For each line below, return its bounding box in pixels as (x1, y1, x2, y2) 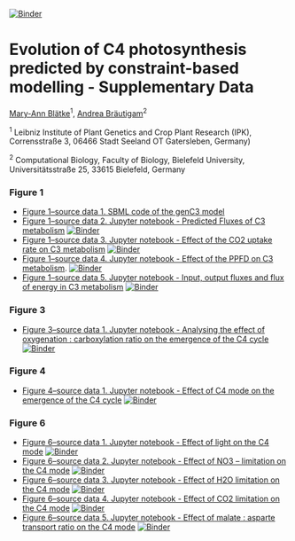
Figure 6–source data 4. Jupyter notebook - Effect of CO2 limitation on (21, 493, 281, 505)
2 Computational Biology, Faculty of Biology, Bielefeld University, (9, 153, 245, 165)
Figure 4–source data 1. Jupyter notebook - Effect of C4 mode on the (21, 385, 275, 396)
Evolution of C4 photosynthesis (9, 40, 247, 59)
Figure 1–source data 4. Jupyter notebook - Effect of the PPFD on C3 (21, 254, 274, 264)
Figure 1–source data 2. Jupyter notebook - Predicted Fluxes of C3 (21, 216, 266, 226)
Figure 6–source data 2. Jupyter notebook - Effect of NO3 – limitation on (21, 456, 286, 467)
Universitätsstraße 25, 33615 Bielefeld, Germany (9, 164, 186, 175)
